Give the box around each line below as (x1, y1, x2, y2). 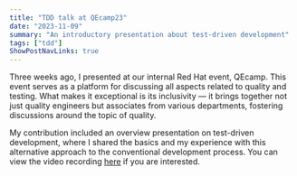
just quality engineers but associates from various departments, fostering (9, 100, 283, 111)
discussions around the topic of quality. (9, 110, 157, 121)
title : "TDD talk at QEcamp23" (9, 13, 128, 23)
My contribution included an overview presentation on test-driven (9, 127, 254, 138)
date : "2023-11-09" (9, 22, 83, 31)
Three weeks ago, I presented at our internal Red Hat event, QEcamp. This (9, 71, 287, 82)
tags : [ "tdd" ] (9, 38, 63, 48)
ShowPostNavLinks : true (9, 47, 100, 56)
